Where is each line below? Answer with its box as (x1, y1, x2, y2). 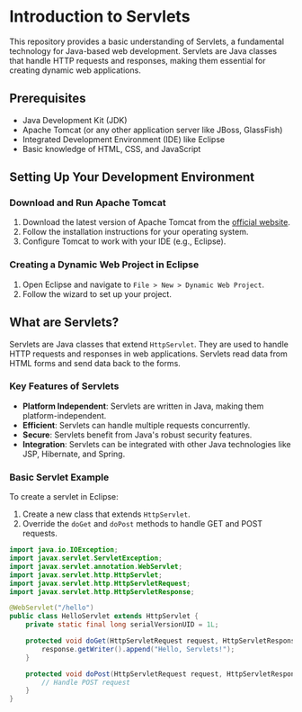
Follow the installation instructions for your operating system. (22, 227, 249, 238)
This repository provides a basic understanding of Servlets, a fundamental (9, 36, 285, 47)
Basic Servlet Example (9, 471, 110, 483)
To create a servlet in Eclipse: (9, 491, 119, 502)
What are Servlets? (9, 315, 120, 330)
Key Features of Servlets (9, 380, 120, 392)
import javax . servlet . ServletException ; (9, 554, 164, 563)
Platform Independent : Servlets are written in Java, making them (22, 401, 264, 411)
